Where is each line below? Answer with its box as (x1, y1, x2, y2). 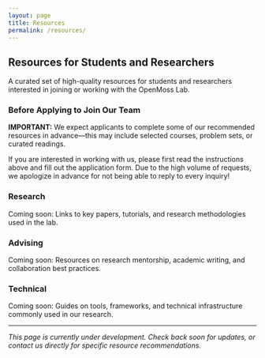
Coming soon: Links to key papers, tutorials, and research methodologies (8, 209, 246, 218)
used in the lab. (8, 217, 58, 227)
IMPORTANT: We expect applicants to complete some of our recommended (8, 122, 255, 132)
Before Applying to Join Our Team (8, 104, 140, 115)
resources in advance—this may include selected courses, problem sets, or (8, 131, 253, 141)
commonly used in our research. (8, 310, 114, 319)
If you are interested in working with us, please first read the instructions (8, 155, 244, 164)
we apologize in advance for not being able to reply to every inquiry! (8, 171, 230, 181)
